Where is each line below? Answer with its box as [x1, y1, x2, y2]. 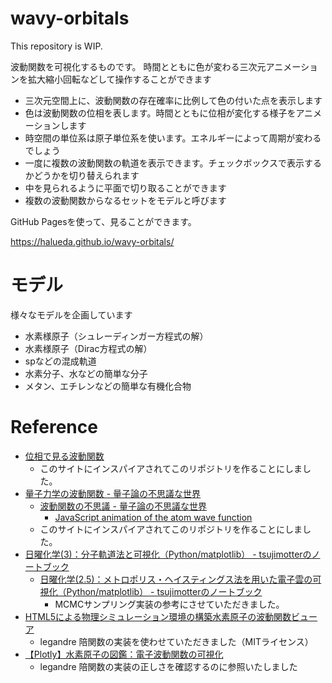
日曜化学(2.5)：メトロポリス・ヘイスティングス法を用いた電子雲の [39, 573, 313, 585]
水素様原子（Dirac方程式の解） [24, 342, 153, 354]
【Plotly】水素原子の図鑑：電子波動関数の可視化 [24, 648, 224, 660]
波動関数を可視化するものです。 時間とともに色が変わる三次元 [10, 60, 267, 72]
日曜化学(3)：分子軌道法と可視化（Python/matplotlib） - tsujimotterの [24, 548, 312, 560]
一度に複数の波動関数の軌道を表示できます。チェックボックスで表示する [24, 157, 322, 169]
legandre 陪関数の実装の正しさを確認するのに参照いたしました [39, 660, 298, 672]
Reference [10, 416, 98, 439]
